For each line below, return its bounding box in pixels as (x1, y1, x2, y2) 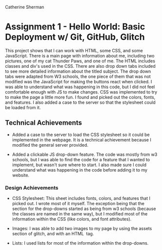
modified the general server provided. (12, 142, 89, 148)
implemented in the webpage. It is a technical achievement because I (12, 136, 151, 143)
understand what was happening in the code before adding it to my (12, 167, 148, 173)
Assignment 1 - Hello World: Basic (5, 21, 145, 32)
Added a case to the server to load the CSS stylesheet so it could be (12, 132, 150, 137)
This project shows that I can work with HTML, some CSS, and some (5, 47, 143, 53)
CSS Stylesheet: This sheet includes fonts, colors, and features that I (12, 195, 150, 201)
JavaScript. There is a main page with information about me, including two (5, 53, 155, 58)
